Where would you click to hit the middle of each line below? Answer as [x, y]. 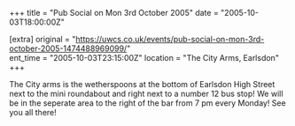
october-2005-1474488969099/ [68, 48]
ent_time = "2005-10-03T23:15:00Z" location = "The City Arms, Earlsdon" [144, 58]
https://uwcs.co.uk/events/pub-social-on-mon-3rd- [170, 39]
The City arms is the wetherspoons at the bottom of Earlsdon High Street [142, 84]
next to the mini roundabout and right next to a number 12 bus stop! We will [146, 93]
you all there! [33, 112]
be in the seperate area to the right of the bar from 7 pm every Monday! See [147, 103]
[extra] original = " [43, 39]
